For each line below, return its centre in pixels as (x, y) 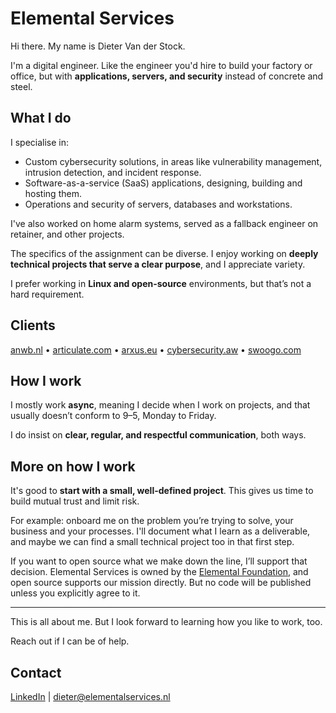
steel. (21, 86)
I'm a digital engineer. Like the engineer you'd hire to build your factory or (161, 65)
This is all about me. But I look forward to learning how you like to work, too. (166, 622)
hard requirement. (47, 294)
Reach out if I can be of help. (70, 641)
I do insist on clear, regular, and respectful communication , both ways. (158, 435)
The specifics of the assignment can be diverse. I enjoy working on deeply (164, 253)
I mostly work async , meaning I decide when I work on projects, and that (160, 405)
